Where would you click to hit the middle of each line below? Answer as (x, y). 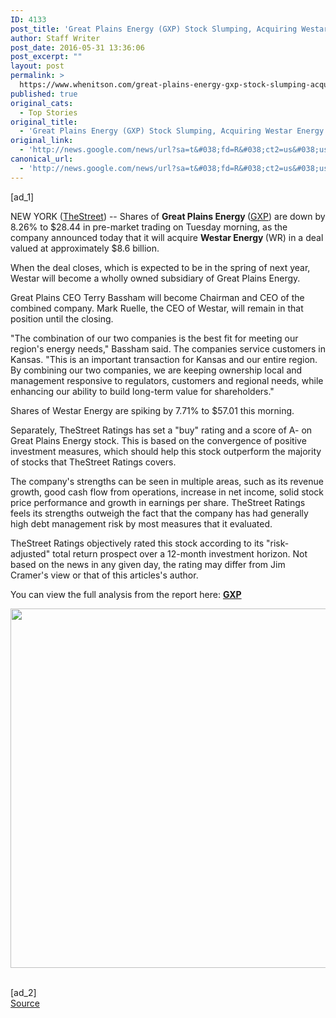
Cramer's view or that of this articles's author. (104, 575)
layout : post (37, 66)
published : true (44, 94)
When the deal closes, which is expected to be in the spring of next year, (160, 267)
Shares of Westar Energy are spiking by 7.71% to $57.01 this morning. (152, 410)
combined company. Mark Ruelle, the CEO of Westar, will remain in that (157, 308)
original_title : (44, 122)
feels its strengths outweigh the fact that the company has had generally (159, 513)
